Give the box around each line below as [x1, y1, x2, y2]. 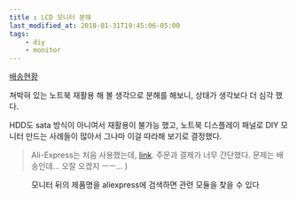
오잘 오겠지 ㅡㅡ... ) [61, 161, 129, 172]
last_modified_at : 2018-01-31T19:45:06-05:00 [9, 21, 180, 30]
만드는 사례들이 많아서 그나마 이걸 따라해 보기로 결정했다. [25, 131, 223, 142]
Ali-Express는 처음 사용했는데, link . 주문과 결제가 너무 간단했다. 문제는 [30, 149, 275, 160]
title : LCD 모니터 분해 [9, 12, 91, 22]
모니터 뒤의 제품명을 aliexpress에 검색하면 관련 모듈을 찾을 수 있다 [31, 180, 260, 190]
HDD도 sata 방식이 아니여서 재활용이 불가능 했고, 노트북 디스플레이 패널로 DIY [9, 120, 279, 131]
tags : [9, 29, 29, 38]
